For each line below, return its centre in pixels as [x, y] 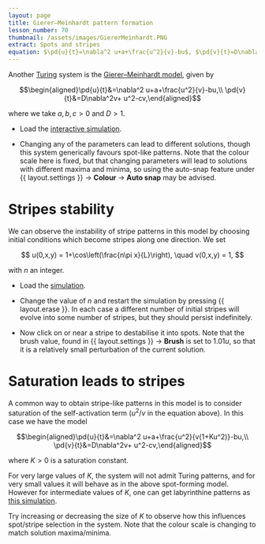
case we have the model [48, 421]
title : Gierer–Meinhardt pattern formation [81, 23]
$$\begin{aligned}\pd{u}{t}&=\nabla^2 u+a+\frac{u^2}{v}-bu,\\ [121, 90]
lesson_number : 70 [38, 30]
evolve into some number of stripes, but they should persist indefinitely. [136, 317]
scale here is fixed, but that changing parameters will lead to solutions [133, 161]
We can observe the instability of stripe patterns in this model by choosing [129, 231]
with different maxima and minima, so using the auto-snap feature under [137, 169]
